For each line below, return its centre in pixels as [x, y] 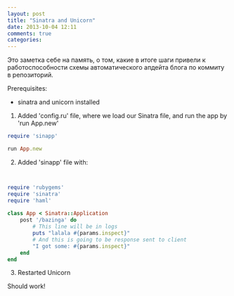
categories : [25, 40]
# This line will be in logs [75, 227]
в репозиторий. [31, 75]
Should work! [26, 286]
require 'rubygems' [36, 187]
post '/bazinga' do [48, 220]
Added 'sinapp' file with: [53, 162]
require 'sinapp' [33, 136]
